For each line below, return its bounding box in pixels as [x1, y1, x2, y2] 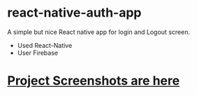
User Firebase [17, 49, 58, 57]
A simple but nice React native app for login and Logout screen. [7, 28, 191, 36]
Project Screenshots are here [7, 73, 180, 89]
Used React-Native [17, 41, 73, 49]
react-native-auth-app [7, 5, 142, 21]
